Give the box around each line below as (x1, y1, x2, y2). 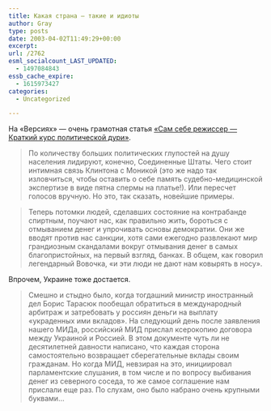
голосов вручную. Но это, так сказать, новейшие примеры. (28, 191, 235, 201)
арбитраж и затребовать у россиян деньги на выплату (28, 307, 218, 317)
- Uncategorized (15, 95, 70, 103)
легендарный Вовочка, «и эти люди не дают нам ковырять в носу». (28, 259, 263, 268)
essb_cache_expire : (8, 72, 74, 80)
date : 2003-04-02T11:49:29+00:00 (8, 34, 121, 43)
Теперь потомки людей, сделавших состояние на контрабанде (28, 208, 247, 217)
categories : (8, 87, 49, 96)
